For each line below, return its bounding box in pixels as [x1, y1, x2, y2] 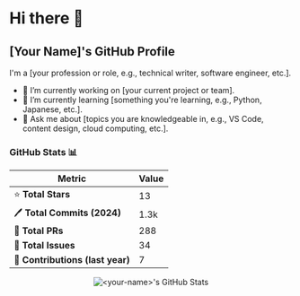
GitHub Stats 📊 [9, 145, 78, 158]
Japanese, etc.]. [22, 104, 83, 115]
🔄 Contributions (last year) [13, 254, 130, 266]
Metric [57, 172, 87, 185]
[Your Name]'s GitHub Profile [9, 44, 175, 59]
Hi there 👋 [9, 8, 84, 29]
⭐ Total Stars [13, 188, 70, 201]
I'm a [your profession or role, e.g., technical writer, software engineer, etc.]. [9, 67, 292, 78]
